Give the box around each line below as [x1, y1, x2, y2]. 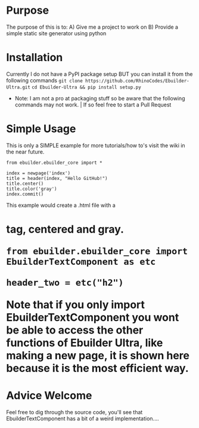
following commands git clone [6, 77, 83, 84]
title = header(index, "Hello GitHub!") [6, 175, 108, 181]
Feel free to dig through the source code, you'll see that [6, 408, 143, 415]
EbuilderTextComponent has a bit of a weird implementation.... [6, 415, 159, 422]
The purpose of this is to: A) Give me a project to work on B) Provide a [6, 23, 179, 30]
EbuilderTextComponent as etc [6, 256, 156, 267]
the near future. [6, 148, 45, 155]
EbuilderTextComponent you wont [6, 311, 179, 324]
